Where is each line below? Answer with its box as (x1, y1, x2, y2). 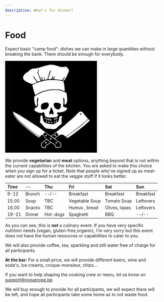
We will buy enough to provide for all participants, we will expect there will (5, 286, 155, 292)
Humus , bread (68, 205, 99, 210)
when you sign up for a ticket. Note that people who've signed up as (5, 168, 143, 174)
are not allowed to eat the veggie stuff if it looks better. (16, 173, 127, 179)
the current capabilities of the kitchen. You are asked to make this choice (5, 163, 152, 168)
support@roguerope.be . (5, 277, 54, 282)
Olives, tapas (105, 205, 131, 210)
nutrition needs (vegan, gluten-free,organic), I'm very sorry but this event (5, 228, 153, 233)
